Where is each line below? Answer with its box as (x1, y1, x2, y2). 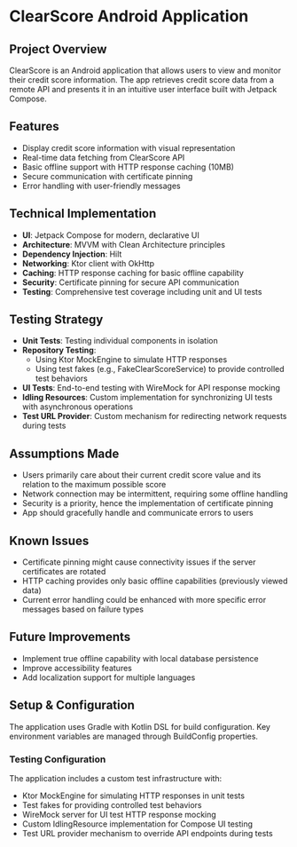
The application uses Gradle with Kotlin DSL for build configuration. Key (9, 721, 270, 732)
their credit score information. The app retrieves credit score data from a (9, 75, 275, 85)
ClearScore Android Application (9, 6, 249, 27)
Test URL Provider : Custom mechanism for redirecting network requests (21, 411, 287, 422)
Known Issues (9, 533, 90, 548)
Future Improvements (9, 629, 131, 645)
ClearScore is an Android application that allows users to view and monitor (9, 65, 282, 75)
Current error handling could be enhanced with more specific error (21, 595, 267, 606)
